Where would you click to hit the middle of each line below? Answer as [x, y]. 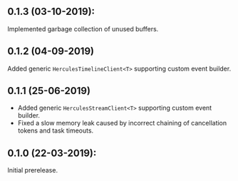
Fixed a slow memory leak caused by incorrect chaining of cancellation [122, 123]
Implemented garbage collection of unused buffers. [83, 29]
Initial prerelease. [33, 170]
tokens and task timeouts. [56, 130]
